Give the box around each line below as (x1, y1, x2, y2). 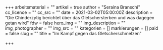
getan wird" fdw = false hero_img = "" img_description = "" (5, 20, 126, 26)
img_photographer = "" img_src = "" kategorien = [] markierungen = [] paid (5, 25, 159, 31)
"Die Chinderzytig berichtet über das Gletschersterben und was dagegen (5, 15, 155, 20)
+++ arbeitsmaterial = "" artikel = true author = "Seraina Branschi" (5, 4, 140, 10)
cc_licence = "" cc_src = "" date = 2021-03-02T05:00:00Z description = (5, 9, 153, 15)
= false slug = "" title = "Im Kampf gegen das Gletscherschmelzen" (5, 31, 142, 36)
